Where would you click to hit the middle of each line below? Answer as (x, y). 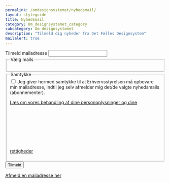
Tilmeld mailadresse (26, 53)
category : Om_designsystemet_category (46, 24)
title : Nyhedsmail (25, 19)
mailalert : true (22, 39)
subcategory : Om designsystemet (39, 29)
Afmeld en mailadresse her (33, 175)
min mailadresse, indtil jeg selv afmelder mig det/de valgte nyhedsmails (85, 87)
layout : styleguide (26, 15)
